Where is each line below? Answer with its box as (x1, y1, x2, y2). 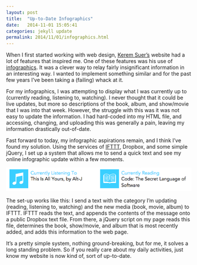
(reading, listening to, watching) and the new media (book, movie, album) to (6, 204, 189, 211)
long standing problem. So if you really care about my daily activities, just (6, 246, 183, 253)
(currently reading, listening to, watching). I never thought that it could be (6, 94, 183, 102)
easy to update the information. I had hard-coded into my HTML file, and (6, 113, 182, 120)
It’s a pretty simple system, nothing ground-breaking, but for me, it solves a (6, 240, 189, 247)
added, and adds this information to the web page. (6, 228, 129, 235)
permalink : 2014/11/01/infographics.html (6, 34, 109, 41)
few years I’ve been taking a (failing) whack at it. (6, 77, 123, 84)
